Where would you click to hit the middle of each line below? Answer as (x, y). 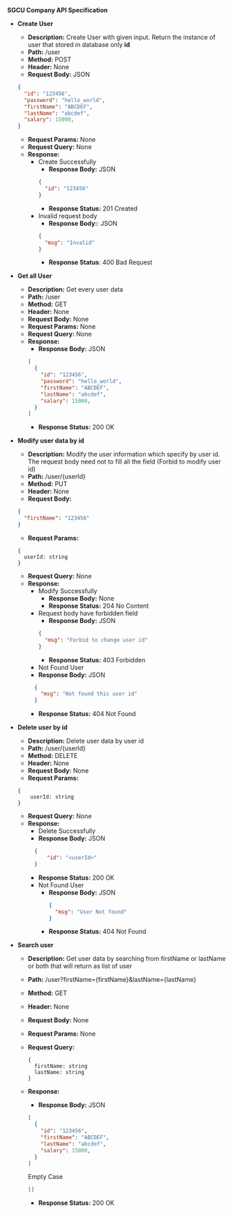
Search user (35, 945)
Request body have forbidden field (88, 613)
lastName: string (59, 1073)
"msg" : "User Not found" (91, 912)
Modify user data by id (51, 441)
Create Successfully (67, 162)
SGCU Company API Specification (58, 10)
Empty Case (45, 1177)
